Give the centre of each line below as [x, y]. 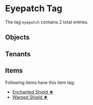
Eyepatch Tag [34, 9]
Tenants [18, 54]
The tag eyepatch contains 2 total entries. [47, 22]
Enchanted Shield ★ [33, 92]
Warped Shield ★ [30, 97]
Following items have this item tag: [40, 82]
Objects [17, 37]
